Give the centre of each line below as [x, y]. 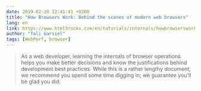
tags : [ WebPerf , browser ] [38, 39]
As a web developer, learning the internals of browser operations [101, 56]
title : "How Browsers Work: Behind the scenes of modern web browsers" [97, 17]
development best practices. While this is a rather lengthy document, [106, 69]
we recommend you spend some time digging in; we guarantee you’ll [106, 75]
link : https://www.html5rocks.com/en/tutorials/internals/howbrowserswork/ [103, 28]
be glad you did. [41, 81]
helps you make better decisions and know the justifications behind [104, 62]
